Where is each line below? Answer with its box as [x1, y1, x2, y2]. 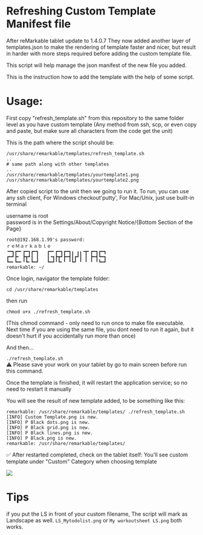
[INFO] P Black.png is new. [6, 435, 77, 441]
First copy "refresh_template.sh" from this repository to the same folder [6, 114, 184, 121]
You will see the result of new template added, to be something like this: [6, 397, 185, 404]
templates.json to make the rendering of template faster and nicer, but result [6, 43, 196, 51]
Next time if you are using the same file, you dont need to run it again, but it [6, 325, 195, 333]
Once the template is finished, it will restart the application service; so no [6, 379, 188, 386]
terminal [6, 200, 27, 208]
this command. [6, 367, 43, 374]
